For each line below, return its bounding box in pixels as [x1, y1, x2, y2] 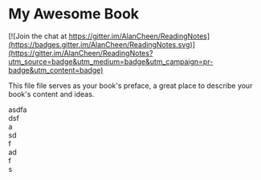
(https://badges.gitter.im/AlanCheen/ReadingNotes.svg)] [8, 39, 195, 49]
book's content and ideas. [8, 89, 95, 98]
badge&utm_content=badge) [8, 65, 104, 74]
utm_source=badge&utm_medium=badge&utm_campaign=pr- [8, 57, 214, 66]
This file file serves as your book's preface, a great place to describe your [8, 81, 253, 90]
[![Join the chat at [8, 31, 67, 41]
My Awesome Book [8, 5, 139, 23]
